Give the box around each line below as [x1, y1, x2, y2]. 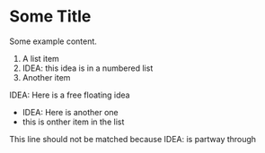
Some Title [9, 6, 92, 27]
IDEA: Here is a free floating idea [9, 89, 130, 100]
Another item [22, 72, 71, 82]
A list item [22, 53, 60, 64]
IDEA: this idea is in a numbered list [22, 63, 154, 73]
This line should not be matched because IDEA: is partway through [9, 133, 257, 144]
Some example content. [9, 36, 97, 47]
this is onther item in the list [22, 116, 125, 127]
